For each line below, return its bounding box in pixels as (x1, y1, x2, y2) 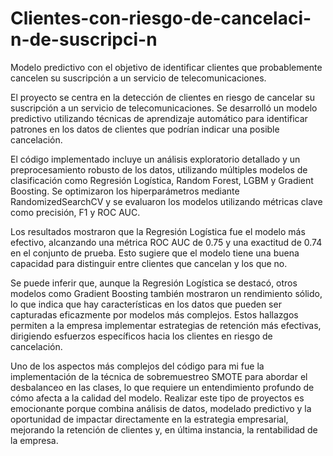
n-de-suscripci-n (10, 28, 158, 51)
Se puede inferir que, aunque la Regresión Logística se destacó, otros (10, 277, 298, 289)
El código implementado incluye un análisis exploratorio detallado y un (10, 153, 301, 165)
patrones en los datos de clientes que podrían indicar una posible (10, 123, 280, 135)
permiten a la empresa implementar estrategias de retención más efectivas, (10, 319, 322, 331)
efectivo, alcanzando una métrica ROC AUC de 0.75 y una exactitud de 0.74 (10, 236, 323, 248)
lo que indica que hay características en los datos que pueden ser (10, 298, 282, 310)
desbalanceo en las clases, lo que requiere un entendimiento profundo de (10, 381, 315, 393)
